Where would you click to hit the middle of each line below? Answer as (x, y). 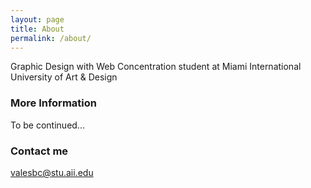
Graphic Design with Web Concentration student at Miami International (156, 67)
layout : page (37, 19)
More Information (53, 103)
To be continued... (47, 125)
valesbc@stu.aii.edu (52, 172)
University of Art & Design (64, 77)
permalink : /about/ (51, 38)
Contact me (39, 151)
